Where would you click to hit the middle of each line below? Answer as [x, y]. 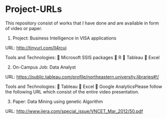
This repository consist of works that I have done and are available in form [82, 23]
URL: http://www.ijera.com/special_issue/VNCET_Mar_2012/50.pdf [74, 111]
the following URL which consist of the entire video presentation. [72, 91]
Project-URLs [34, 9]
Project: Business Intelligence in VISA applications [64, 38]
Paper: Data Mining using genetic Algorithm [58, 101]
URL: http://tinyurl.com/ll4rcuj [36, 47]
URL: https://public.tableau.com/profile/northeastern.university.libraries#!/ [82, 76]
